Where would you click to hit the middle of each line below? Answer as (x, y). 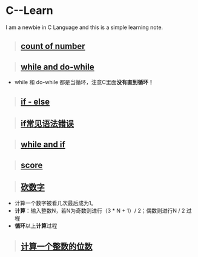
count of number (53, 46)
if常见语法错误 (47, 124)
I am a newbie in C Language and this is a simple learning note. (84, 27)
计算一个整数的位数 (56, 246)
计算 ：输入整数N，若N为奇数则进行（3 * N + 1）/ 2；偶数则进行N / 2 (100, 210)
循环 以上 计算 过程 (36, 226)
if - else (35, 101)
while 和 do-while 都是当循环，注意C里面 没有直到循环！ (84, 82)
